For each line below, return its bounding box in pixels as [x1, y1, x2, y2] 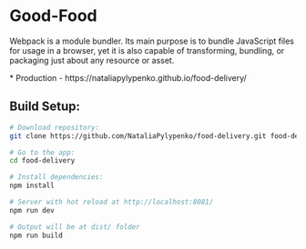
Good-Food [9, 5, 97, 26]
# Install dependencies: [9, 173, 104, 182]
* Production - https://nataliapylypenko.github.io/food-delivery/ [9, 72, 248, 83]
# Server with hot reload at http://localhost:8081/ [9, 197, 214, 206]
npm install [9, 181, 55, 191]
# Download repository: [9, 123, 100, 132]
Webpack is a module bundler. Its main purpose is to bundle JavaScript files [9, 35, 294, 46]
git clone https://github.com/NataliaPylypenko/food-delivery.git [9, 131, 267, 141]
